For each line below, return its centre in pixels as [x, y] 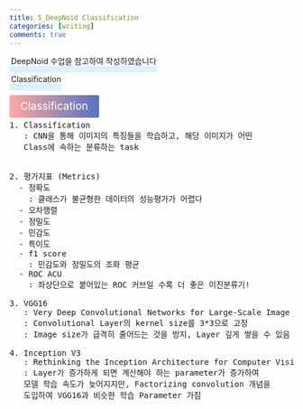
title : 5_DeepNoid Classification [74, 18]
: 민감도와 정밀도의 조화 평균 [84, 265]
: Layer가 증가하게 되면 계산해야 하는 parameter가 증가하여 [142, 373]
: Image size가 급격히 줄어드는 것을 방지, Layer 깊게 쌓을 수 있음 [157, 335]
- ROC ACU [40, 274]
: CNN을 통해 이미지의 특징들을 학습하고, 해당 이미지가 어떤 [138, 136]
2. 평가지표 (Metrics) [55, 177]
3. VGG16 [28, 304]
